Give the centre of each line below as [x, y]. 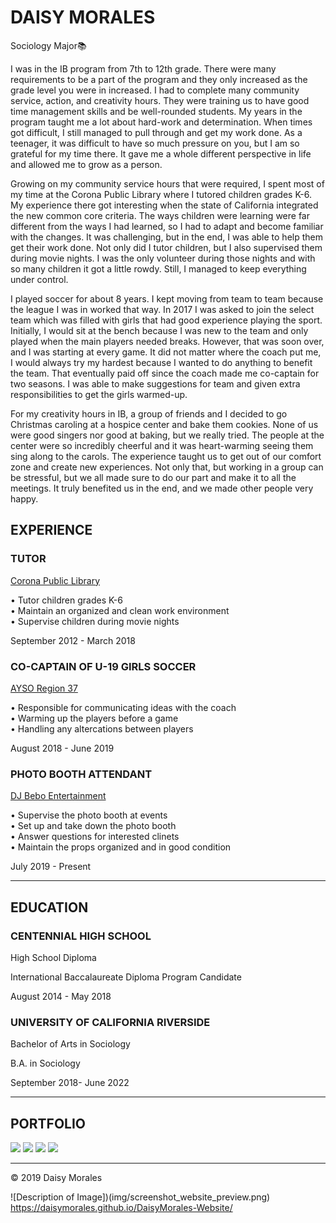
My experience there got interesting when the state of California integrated [164, 205]
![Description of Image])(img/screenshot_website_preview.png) [140, 1197]
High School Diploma [53, 957]
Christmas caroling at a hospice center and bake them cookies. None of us [164, 424]
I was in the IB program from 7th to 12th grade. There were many [143, 68]
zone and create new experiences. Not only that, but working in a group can [167, 467]
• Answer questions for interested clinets [95, 837]
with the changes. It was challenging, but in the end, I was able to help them [166, 237]
